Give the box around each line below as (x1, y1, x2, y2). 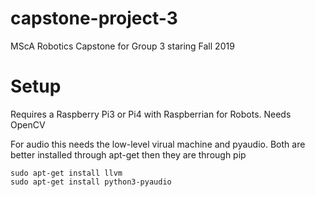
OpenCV (10, 118, 46, 131)
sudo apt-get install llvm (10, 168, 123, 178)
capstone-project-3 (10, 7, 178, 30)
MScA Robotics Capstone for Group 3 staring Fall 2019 (10, 40, 235, 52)
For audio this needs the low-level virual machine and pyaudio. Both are (10, 138, 306, 150)
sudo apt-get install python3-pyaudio (10, 177, 172, 187)
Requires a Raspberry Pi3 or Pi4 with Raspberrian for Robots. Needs (10, 108, 292, 120)
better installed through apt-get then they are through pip (10, 148, 247, 161)
